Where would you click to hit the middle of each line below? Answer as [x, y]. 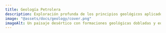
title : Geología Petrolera [33, 9]
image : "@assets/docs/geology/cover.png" [48, 18]
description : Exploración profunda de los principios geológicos [74, 14]
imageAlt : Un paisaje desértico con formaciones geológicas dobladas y [80, 23]
